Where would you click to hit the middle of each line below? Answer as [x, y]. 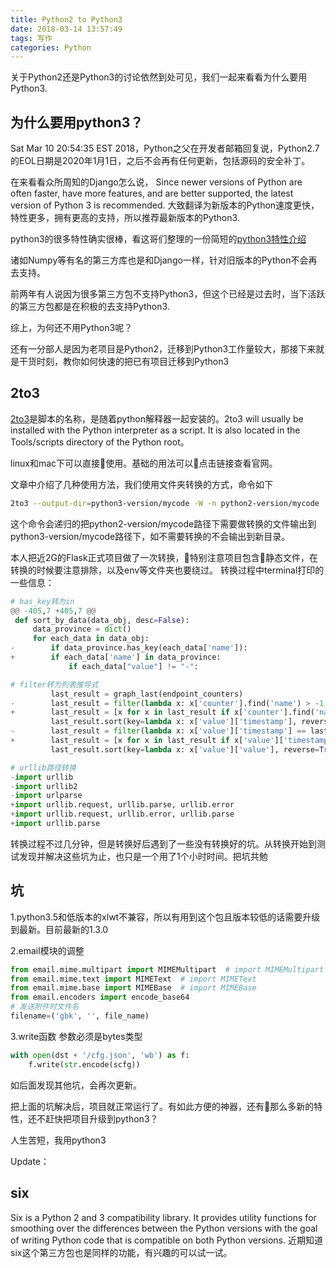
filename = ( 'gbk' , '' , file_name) [80, 1016]
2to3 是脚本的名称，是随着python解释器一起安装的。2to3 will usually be [157, 418]
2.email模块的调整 [47, 950]
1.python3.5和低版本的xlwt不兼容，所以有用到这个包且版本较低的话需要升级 [165, 917]
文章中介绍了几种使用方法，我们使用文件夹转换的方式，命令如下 [141, 484]
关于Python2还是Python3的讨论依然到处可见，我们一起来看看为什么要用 [159, 77]
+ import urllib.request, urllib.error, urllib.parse [122, 814]
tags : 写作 [31, 38]
